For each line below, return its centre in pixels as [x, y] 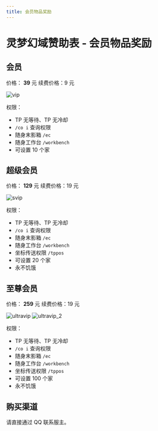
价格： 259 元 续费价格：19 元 [43, 304]
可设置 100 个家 [34, 378]
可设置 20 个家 [33, 260]
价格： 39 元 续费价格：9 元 [40, 83]
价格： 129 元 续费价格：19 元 [43, 186]
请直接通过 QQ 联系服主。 [38, 422]
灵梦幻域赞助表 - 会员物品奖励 [79, 43]
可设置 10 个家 [32, 150]
